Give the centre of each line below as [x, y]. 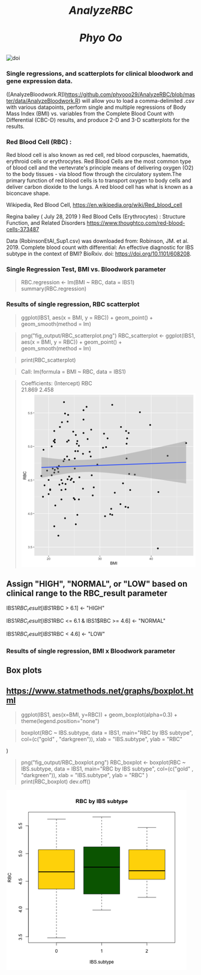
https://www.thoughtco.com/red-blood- [136, 222]
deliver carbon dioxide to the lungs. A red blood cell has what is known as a [100, 186]
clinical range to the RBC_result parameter [87, 594]
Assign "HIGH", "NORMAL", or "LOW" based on [97, 584]
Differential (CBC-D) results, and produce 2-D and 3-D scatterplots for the [98, 120]
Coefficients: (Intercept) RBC [56, 383]
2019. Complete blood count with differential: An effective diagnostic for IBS [100, 247]
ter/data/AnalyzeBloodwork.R [43, 100]
